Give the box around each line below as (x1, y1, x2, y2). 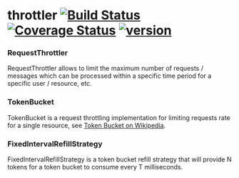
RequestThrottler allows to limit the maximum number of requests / (7, 64, 203, 73)
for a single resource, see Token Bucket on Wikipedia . (7, 121, 166, 129)
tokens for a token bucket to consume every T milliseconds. (7, 163, 183, 172)
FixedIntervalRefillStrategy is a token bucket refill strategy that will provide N (7, 155, 232, 164)
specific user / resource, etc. (7, 79, 93, 88)
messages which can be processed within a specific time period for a (7, 71, 212, 80)
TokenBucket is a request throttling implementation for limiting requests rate (7, 113, 230, 122)
